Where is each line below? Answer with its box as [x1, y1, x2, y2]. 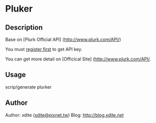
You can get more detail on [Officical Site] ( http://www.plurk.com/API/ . [5, 56, 151, 62]
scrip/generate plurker [5, 84, 52, 90]
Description [5, 23, 43, 32]
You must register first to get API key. [5, 46, 83, 52]
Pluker [5, 3, 33, 15]
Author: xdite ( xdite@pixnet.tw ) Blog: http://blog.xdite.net [5, 112, 124, 118]
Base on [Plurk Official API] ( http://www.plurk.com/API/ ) [5, 36, 121, 42]
